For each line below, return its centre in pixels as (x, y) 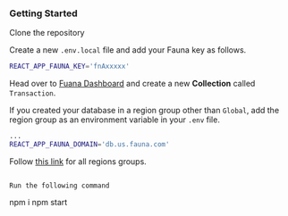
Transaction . (33, 93)
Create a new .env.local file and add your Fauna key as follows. (128, 50)
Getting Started (43, 13)
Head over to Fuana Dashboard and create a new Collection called (132, 84)
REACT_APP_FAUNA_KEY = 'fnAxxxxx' (69, 66)
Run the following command (59, 186)
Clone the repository (47, 33)
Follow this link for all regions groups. (78, 161)
